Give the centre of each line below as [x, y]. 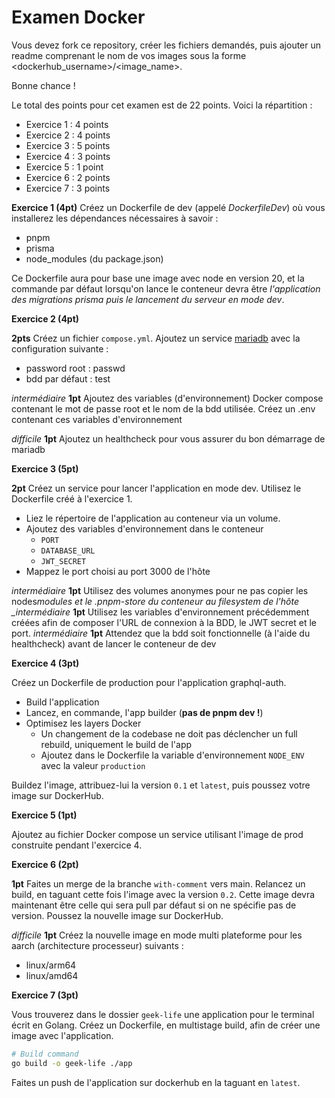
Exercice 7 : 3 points [68, 188]
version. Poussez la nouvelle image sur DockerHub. [117, 915]
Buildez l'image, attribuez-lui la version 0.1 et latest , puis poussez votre [161, 785]
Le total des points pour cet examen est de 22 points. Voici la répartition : [162, 105]
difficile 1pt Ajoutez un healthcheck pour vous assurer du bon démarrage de [168, 438]
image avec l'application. [62, 1035]
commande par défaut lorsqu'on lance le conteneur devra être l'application [166, 288]
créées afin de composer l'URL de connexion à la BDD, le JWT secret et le [164, 622]
